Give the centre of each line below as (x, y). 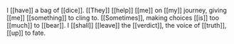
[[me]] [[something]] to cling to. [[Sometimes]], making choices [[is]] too (113, 18)
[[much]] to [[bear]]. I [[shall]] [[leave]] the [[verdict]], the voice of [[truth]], (117, 25)
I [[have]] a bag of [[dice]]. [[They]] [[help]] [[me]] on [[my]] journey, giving (117, 10)
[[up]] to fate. (26, 33)
